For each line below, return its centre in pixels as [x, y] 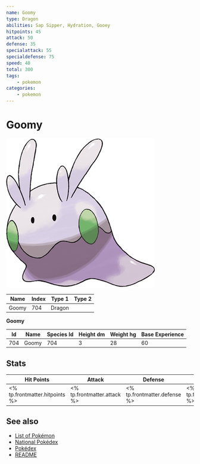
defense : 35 [21, 44]
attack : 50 [20, 38]
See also [22, 421]
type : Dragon [22, 19]
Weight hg [123, 334]
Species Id [60, 334]
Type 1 [60, 299]
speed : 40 [18, 63]
